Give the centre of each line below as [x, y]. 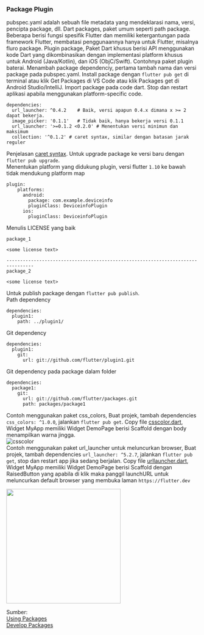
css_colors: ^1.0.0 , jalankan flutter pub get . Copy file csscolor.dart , [95, 422]
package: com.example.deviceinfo [71, 200]
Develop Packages [30, 625]
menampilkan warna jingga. [41, 435]
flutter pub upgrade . [33, 160]
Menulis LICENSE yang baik [41, 228]
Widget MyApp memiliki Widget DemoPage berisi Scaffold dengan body [97, 428]
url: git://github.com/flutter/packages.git [80, 399]
